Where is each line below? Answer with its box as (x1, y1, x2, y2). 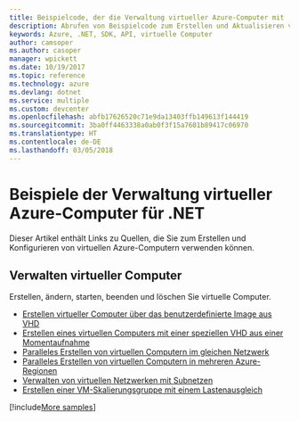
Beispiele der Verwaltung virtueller (9, 184, 273, 204)
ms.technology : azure (9, 79, 90, 88)
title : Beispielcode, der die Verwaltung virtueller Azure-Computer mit (9, 12, 285, 22)
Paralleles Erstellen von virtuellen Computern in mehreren (21, 356, 234, 367)
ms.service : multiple (9, 95, 90, 105)
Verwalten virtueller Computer (9, 268, 182, 283)
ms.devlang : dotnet (9, 87, 82, 96)
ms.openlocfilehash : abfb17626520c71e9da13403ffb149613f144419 (9, 112, 249, 121)
